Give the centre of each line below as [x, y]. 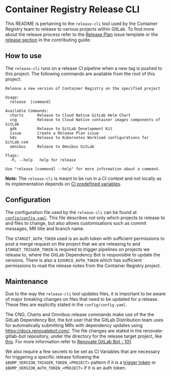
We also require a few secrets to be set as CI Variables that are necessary [83, 351]
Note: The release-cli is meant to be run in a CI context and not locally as [83, 178]
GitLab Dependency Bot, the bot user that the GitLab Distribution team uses [84, 320]
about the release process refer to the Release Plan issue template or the [82, 34]
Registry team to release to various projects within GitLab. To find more [80, 29]
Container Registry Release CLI [73, 9]
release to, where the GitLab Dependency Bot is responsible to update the [83, 254]
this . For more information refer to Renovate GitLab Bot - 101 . [69, 342]
